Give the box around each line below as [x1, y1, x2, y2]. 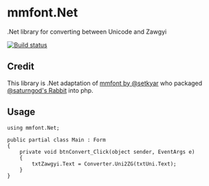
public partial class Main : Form [7, 136, 107, 143]
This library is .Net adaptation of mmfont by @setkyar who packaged [7, 79, 203, 87]
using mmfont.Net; [7, 124, 60, 131]
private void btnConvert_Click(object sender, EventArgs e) [19, 148, 195, 155]
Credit [7, 60, 34, 73]
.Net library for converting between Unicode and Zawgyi [7, 27, 167, 36]
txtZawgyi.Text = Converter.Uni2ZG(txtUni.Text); [32, 160, 177, 167]
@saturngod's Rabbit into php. [7, 86, 94, 94]
